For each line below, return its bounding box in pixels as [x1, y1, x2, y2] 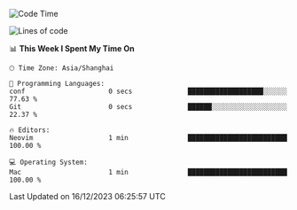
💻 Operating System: [9, 158, 89, 167]
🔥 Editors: [9, 126, 51, 135]
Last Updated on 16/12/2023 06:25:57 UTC [9, 191, 166, 201]
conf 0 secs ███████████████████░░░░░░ [9, 87, 288, 96]
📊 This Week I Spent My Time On [9, 43, 135, 53]
